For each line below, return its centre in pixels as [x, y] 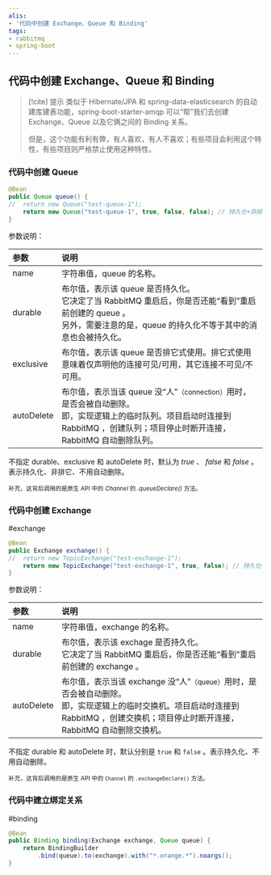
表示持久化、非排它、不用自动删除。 [69, 471]
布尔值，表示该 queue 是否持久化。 [128, 288]
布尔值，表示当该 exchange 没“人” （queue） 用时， [155, 682]
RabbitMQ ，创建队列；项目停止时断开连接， [146, 427]
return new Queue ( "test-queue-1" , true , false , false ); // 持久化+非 [140, 212]
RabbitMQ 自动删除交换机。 [114, 730]
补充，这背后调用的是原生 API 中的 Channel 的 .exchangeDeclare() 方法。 [109, 779]
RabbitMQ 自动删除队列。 [110, 440]
